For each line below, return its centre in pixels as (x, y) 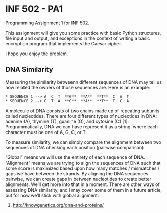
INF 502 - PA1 (34, 9)
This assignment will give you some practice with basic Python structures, (83, 33)
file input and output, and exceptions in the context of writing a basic (78, 38)
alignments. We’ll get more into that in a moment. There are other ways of (82, 184)
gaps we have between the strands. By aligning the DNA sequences (77, 173)
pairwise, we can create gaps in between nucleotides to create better (78, 179)
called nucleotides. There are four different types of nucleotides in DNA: (81, 116)
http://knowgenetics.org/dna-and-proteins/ (58, 205)
